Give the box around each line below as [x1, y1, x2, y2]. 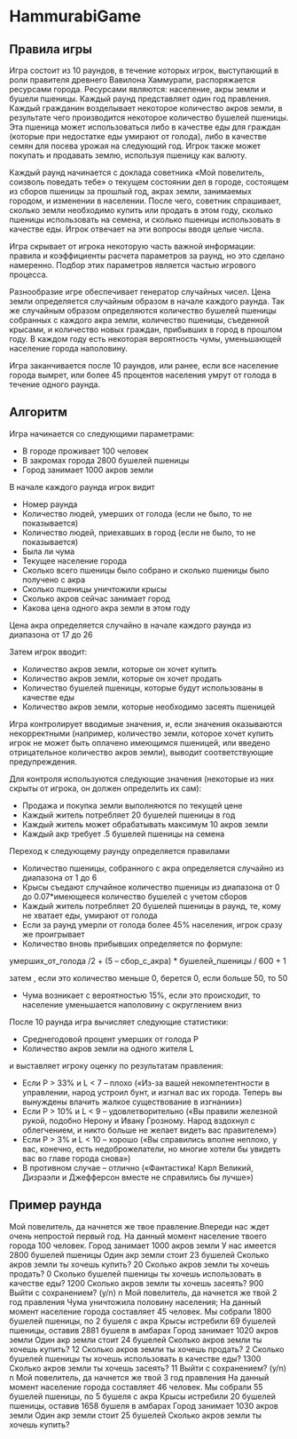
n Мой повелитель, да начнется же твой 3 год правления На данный [9, 1372, 270, 1382]
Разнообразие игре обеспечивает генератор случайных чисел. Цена [9, 287, 271, 296]
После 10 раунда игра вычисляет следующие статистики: [9, 1016, 229, 1027]
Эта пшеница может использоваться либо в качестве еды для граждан [9, 122, 281, 132]
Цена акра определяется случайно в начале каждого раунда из [9, 620, 252, 630]
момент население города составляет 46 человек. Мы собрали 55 [9, 1381, 263, 1392]
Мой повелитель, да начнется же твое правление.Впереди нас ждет [9, 1221, 270, 1231]
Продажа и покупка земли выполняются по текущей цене [21, 800, 243, 810]
